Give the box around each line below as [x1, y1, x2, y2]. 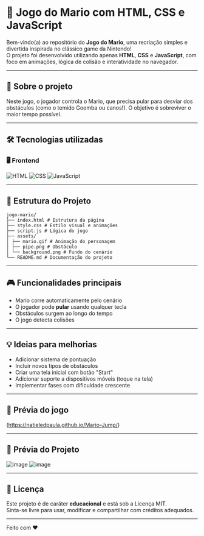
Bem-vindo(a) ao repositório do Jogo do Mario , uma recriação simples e [6, 38, 188, 46]
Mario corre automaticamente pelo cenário [15, 297, 123, 304]
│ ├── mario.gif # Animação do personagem [6, 239, 115, 245]
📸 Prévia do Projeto [6, 445, 80, 455]
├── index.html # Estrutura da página [6, 217, 104, 224]
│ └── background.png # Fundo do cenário [6, 249, 113, 255]
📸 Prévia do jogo [6, 405, 69, 415]
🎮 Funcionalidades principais [6, 277, 121, 288]
